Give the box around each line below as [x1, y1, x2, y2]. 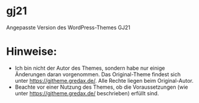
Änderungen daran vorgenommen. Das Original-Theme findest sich [14, 70, 181, 78]
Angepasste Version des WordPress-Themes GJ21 [6, 24, 130, 31]
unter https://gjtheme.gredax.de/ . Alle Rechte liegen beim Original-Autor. [14, 77, 194, 84]
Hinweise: [6, 45, 57, 58]
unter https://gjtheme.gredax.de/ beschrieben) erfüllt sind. [14, 89, 160, 96]
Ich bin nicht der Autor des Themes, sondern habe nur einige [14, 64, 166, 71]
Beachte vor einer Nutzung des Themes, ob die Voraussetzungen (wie [14, 83, 188, 90]
